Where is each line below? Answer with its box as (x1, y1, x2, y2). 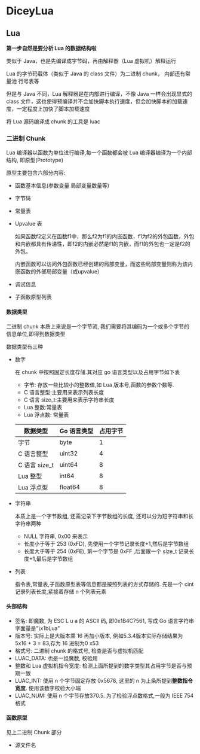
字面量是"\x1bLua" (14, 624, 60, 632)
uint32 (59, 449, 78, 457)
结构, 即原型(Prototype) (6, 157, 64, 164)
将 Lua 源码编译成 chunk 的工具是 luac (6, 118, 100, 125)
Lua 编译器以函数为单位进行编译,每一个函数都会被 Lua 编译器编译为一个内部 (6, 149, 192, 156)
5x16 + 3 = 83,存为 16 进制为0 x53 (14, 639, 99, 647)
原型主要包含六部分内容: (6, 169, 66, 177)
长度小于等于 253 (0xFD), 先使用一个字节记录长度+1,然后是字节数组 (23, 540, 189, 547)
